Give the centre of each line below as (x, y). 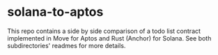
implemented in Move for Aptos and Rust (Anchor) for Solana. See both (109, 38)
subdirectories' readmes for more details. (67, 45)
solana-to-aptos (55, 12)
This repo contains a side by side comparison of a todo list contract (104, 31)
